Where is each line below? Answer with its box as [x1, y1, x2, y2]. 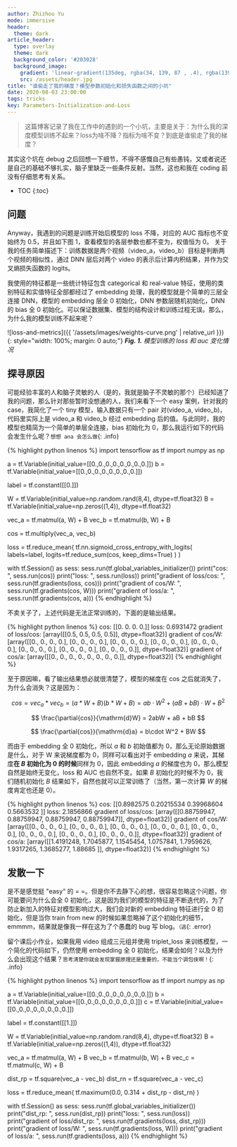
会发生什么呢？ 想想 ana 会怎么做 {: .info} [7, 432, 120, 440]
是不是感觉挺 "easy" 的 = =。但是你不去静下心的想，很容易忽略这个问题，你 [7, 886, 227, 895]
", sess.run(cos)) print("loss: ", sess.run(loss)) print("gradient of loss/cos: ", [7, 571, 225, 579]
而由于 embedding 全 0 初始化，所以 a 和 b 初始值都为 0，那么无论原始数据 [7, 741, 225, 750]
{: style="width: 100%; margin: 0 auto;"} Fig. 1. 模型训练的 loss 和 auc [7, 336, 209, 345]
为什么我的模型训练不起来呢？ [7, 314, 94, 322]
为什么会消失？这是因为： [7, 683, 82, 691]
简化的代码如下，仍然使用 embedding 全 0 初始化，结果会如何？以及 [13, 946, 212, 954]
